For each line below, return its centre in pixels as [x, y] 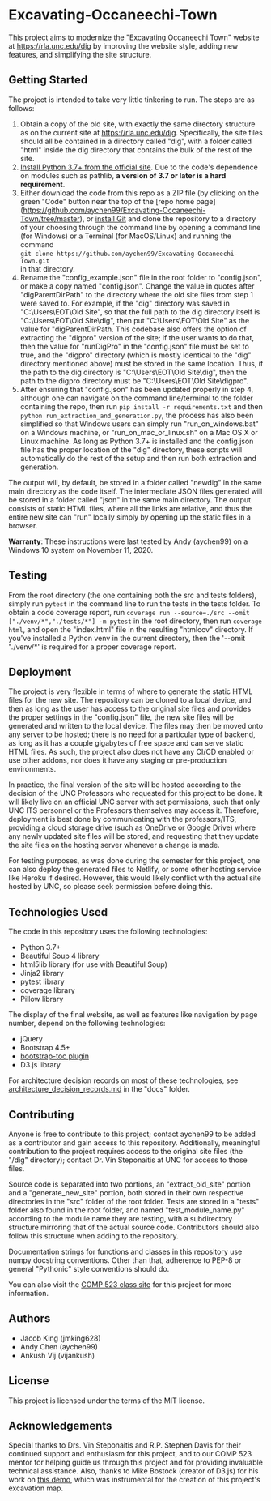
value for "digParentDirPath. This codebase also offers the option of [133, 329]
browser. [23, 525]
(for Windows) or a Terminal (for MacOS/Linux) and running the [126, 236]
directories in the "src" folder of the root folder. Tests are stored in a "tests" [134, 1202]
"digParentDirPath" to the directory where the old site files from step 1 [136, 294]
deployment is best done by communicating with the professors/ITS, [123, 819]
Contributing [41, 1115]
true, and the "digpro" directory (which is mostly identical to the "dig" [135, 355]
